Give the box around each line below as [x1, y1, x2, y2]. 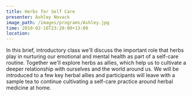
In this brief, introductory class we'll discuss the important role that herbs [6, 47, 184, 54]
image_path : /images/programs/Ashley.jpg [6, 19, 110, 25]
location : [6, 31, 31, 37]
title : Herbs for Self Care [6, 8, 76, 15]
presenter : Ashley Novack [6, 14, 70, 20]
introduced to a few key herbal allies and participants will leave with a [6, 72, 175, 79]
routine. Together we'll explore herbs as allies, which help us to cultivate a [6, 59, 187, 67]
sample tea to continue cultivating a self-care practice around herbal [6, 78, 173, 85]
